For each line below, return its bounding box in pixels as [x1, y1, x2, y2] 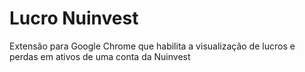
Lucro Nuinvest [9, 7, 139, 30]
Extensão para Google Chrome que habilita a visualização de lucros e [9, 40, 296, 52]
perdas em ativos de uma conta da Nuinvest [9, 50, 191, 62]
